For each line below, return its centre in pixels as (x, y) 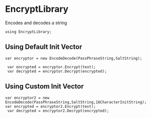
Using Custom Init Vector (44, 87)
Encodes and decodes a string (36, 23)
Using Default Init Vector (44, 47)
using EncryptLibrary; (28, 32)
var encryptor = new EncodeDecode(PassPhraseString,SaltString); (74, 58)
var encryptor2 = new (27, 98)
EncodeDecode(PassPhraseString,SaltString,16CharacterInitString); (76, 102)
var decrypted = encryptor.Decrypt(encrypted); (57, 71)
